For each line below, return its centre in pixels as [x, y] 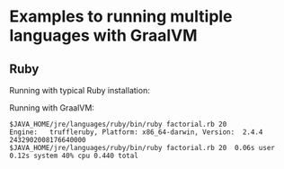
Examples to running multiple [121, 17]
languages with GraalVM [103, 36]
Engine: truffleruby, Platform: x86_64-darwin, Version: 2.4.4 [136, 132]
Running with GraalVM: [52, 108]
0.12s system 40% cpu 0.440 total [74, 156]
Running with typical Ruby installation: [80, 90]
